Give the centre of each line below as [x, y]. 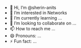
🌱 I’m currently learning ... [36, 18]
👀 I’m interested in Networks [38, 13]
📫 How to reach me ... [32, 29]
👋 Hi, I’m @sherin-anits [33, 8]
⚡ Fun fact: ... [23, 41]
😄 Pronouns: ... [26, 36]
